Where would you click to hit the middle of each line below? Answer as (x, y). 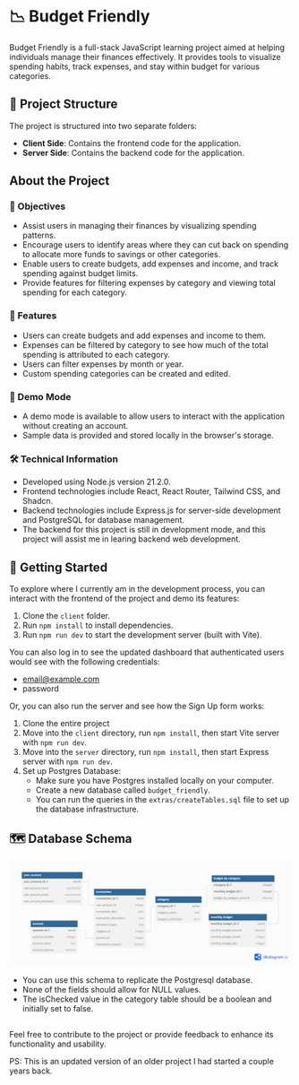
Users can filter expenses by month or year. (103, 364)
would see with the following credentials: (85, 662)
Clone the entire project (66, 724)
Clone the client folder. (66, 616)
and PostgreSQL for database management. (103, 520)
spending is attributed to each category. (96, 354)
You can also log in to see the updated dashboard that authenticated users (147, 652)
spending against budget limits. (80, 273)
